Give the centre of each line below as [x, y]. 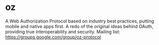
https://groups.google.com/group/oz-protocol [53, 37]
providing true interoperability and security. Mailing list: [63, 31]
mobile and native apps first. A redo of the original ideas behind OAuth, [79, 26]
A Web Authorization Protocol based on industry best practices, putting [80, 21]
